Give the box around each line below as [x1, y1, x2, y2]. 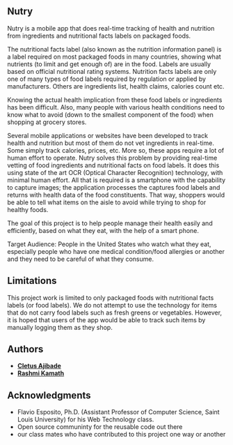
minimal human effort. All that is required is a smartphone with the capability [7, 176, 226, 184]
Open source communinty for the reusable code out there [17, 423, 183, 431]
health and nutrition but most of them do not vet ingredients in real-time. [7, 139, 214, 147]
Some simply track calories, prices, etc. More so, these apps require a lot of [7, 146, 225, 154]
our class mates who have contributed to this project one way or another [17, 430, 226, 439]
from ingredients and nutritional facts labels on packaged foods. [7, 31, 191, 40]
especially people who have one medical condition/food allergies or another [7, 247, 225, 255]
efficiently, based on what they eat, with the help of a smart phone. [7, 226, 200, 234]
